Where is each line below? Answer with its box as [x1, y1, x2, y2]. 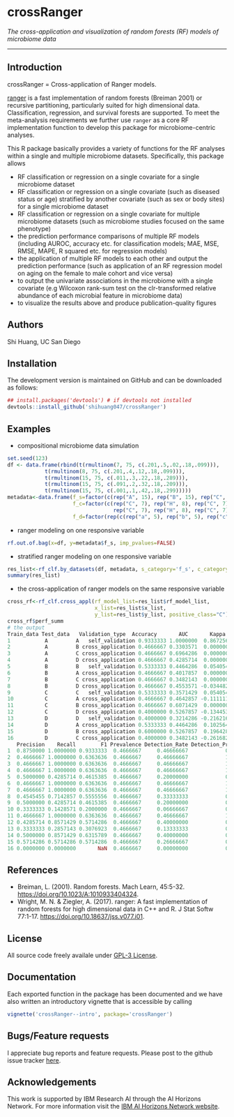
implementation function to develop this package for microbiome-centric [7, 123, 216, 131]
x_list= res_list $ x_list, [94, 605, 167, 612]
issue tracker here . [7, 1056, 61, 1065]
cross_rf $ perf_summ [7, 617, 64, 625]
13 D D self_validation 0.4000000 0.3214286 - [7, 715, 204, 723]
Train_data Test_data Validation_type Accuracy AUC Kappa [7, 630, 226, 637]
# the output [7, 624, 45, 631]
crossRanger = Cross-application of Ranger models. [7, 80, 157, 88]
